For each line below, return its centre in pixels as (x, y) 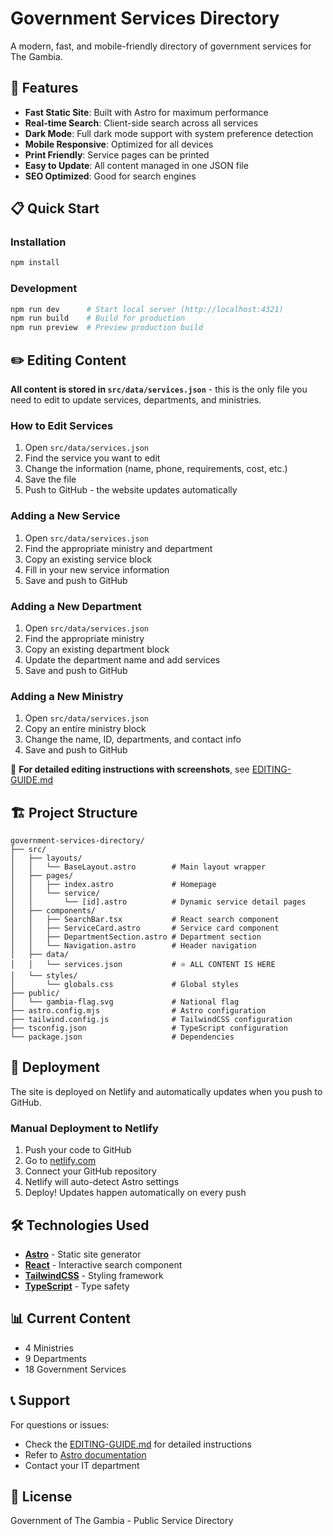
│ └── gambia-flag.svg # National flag (125, 1002)
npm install (35, 263)
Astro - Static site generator (83, 1254)
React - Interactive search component (103, 1264)
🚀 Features (44, 88)
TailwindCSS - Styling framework (94, 1275)
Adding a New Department (76, 606)
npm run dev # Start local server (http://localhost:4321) (147, 309)
